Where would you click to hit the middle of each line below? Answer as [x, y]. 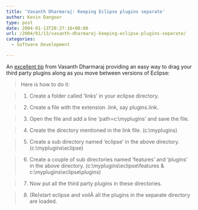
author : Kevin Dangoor [34, 17]
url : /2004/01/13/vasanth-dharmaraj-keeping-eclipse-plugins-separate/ [96, 34]
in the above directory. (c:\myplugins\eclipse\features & [97, 166]
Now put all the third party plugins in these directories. [96, 183]
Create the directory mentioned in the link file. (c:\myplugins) [103, 130]
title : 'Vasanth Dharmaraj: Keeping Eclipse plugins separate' [86, 12]
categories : [21, 39]
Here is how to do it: [45, 84]
